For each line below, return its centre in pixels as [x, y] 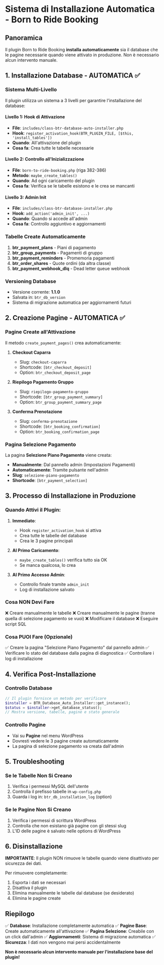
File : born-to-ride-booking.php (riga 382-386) [59, 170]
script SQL [16, 624]
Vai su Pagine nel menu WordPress [48, 736]
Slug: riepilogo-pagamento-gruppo [54, 391]
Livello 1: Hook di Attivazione [35, 117]
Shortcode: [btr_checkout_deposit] [55, 367]
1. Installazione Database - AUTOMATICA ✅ [73, 76]
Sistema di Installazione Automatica [80, 9]
